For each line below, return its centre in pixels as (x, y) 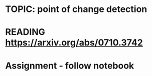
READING (25, 32)
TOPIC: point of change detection (76, 9)
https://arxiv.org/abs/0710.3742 (74, 43)
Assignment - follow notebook (70, 65)
